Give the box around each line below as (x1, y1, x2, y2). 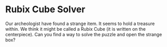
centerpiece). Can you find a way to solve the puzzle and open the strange (5, 31, 162, 37)
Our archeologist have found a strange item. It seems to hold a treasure (5, 20, 155, 27)
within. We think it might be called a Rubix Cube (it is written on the (5, 26, 146, 32)
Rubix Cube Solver (5, 4, 86, 15)
